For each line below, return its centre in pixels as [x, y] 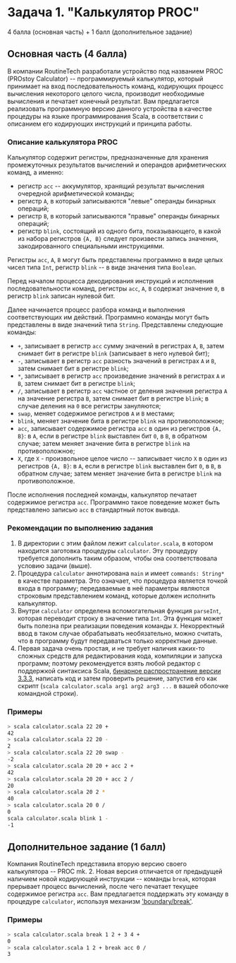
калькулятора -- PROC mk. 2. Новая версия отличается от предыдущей [115, 872]
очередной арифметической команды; [76, 194]
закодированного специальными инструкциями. [91, 246]
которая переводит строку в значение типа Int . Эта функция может [120, 618]
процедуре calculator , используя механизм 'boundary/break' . [100, 902]
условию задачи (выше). [55, 566]
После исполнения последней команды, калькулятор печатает [102, 495]
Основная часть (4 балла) [67, 54]
